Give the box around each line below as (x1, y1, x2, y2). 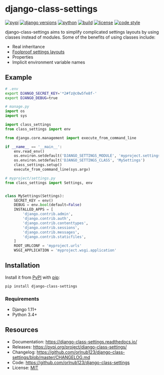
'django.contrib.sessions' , (22, 225, 80, 230)
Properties (12, 54, 33, 60)
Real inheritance (12, 43, 45, 49)
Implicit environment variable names (12, 59, 85, 65)
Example (5, 73, 32, 82)
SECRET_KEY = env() (14, 198, 54, 203)
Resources (5, 326, 39, 334)
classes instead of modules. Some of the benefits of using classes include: (5, 34, 156, 40)
